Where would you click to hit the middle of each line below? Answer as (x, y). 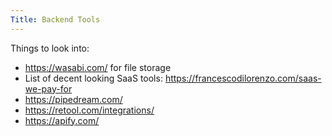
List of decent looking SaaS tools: (93, 78)
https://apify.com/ (62, 120)
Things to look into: (50, 48)
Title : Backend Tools (55, 19)
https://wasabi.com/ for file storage (98, 67)
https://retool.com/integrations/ (89, 110)
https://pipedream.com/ (73, 99)
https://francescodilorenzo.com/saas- (243, 78)
